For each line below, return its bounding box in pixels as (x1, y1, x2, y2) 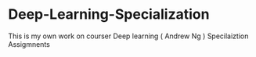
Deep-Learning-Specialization (8, 5, 210, 23)
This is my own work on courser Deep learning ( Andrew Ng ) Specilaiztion (8, 31, 249, 41)
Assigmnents (8, 39, 51, 48)
